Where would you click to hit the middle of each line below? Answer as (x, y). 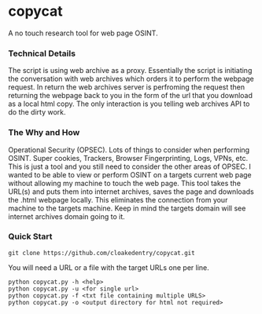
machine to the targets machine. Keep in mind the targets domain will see (127, 208)
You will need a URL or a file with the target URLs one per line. (109, 267)
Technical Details (42, 53)
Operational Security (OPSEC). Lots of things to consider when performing (129, 150)
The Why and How (44, 133)
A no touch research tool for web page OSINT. (83, 33)
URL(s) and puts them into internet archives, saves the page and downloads (131, 192)
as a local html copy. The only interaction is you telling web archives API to (129, 104)
